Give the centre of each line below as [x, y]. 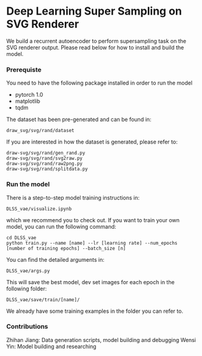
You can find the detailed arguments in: [56, 259]
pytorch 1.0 [29, 95]
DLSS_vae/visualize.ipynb [39, 209]
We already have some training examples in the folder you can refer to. [95, 311]
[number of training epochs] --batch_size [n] [66, 248]
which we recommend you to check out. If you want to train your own [93, 220]
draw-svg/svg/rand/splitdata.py [47, 169]
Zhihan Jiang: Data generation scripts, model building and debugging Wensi [101, 340]
